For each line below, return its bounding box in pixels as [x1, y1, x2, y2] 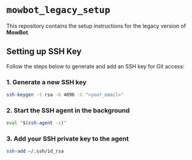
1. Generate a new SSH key [6, 78, 87, 86]
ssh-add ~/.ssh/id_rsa [6, 148, 64, 155]
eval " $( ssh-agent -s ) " [6, 120, 67, 126]
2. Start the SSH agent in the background [6, 106, 130, 114]
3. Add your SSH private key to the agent [6, 134, 129, 143]
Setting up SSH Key [6, 46, 82, 57]
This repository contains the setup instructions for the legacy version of [6, 22, 187, 29]
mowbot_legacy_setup [6, 4, 111, 16]
